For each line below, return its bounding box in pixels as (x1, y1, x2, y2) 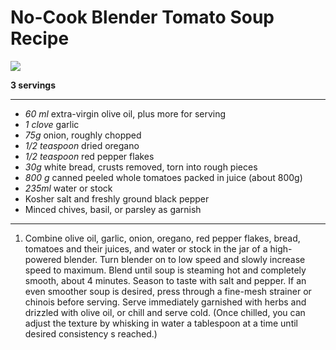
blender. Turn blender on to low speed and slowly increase (63, 253, 306, 265)
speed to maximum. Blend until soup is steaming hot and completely (24, 264, 307, 276)
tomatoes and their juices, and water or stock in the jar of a (24, 242, 268, 255)
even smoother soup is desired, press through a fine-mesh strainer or (24, 285, 312, 297)
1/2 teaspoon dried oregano (24, 139, 140, 151)
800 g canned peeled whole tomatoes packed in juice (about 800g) (24, 171, 303, 183)
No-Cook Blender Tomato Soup (10, 6, 275, 29)
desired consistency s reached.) (24, 327, 158, 340)
